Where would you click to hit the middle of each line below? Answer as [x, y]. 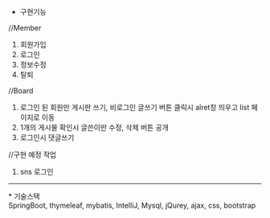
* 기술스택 [24, 196]
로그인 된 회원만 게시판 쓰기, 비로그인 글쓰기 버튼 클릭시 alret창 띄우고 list [135, 107]
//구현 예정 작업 [33, 154]
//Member [25, 28]
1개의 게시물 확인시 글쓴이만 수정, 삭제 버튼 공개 [94, 128]
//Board [21, 90]
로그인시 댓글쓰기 [47, 138]
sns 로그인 [37, 172]
